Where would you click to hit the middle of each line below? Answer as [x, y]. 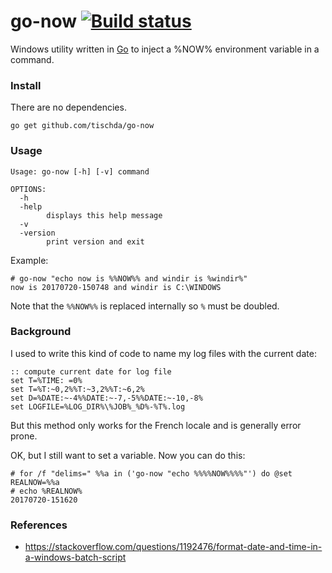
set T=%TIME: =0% [46, 380]
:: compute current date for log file [91, 371]
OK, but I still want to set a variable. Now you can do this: [128, 455]
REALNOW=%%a [35, 482]
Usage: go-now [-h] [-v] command [80, 171]
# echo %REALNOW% [46, 491]
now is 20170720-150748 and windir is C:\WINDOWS [116, 287]
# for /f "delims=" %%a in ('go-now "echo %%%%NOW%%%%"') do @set [151, 473]
